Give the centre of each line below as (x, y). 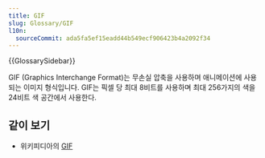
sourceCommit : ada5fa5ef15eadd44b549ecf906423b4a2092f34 (113, 38)
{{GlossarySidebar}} (42, 61)
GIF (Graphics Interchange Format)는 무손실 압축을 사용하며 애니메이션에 (125, 78)
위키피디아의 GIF (46, 146)
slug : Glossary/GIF (41, 23)
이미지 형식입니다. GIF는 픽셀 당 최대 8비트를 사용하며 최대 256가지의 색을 (139, 87)
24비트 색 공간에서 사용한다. (52, 98)
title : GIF (27, 16)
